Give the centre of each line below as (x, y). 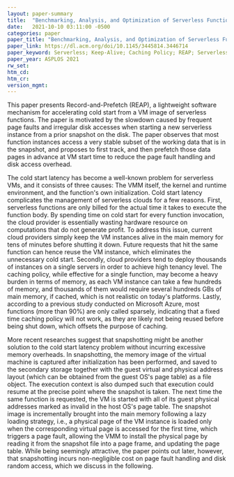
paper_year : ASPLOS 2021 (43, 59)
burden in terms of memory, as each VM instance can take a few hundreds (114, 282)
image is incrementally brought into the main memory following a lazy (107, 414)
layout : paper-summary (40, 14)
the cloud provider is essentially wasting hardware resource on (97, 222)
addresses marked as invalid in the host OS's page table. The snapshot (109, 406)
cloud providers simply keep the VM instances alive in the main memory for (115, 237)
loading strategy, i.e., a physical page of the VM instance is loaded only (110, 421)
